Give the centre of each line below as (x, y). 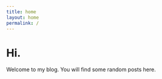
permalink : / (23, 23)
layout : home (23, 17)
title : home (21, 12)
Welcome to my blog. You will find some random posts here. (81, 69)
